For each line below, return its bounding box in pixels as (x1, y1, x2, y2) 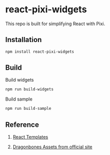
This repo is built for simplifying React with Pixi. (5, 21, 105, 27)
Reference (5, 120, 39, 129)
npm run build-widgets (5, 87, 54, 92)
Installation (5, 35, 42, 44)
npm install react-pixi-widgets (5, 49, 74, 54)
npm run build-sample (5, 106, 52, 111)
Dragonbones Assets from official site (12, 144, 93, 150)
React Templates (12, 134, 49, 140)
